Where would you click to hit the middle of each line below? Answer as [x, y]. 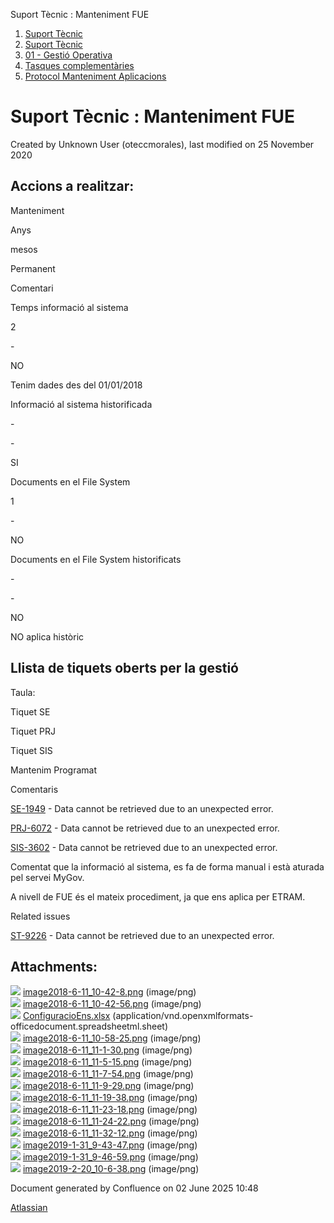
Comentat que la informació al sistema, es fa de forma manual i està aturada [167, 866]
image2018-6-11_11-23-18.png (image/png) [110, 1110]
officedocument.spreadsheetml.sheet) [89, 1026]
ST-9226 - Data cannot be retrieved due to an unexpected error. [142, 935]
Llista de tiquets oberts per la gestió [124, 668]
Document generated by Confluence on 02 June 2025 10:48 [134, 1188]
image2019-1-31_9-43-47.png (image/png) [110, 1145]
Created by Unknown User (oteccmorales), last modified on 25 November [162, 144]
